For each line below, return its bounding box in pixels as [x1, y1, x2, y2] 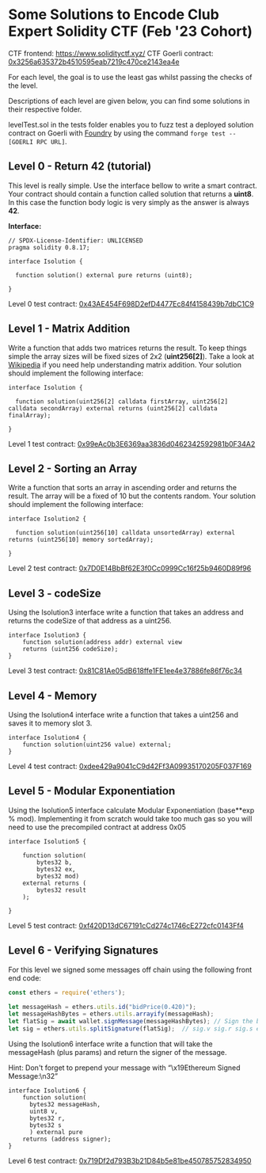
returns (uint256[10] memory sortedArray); [8, 536, 154, 544]
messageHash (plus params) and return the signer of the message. [8, 1048, 227, 1057]
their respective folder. [8, 105, 82, 114]
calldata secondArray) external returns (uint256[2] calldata [8, 404, 218, 413]
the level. [8, 81, 38, 90]
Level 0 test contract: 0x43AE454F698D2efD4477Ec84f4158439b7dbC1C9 [8, 299, 255, 308]
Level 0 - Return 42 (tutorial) [8, 160, 152, 173]
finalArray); [8, 411, 51, 419]
